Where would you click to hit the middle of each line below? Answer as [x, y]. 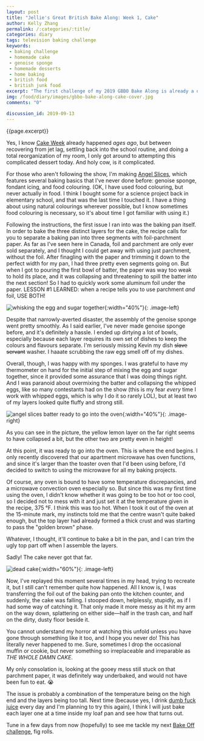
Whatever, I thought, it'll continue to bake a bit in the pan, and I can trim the [100, 539]
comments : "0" [24, 102]
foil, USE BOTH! [26, 295]
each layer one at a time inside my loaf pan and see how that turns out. [95, 713]
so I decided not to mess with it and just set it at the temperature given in [97, 501]
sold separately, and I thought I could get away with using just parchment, [99, 250]
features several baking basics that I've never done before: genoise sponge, [102, 180]
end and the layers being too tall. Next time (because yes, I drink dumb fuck [101, 700]
